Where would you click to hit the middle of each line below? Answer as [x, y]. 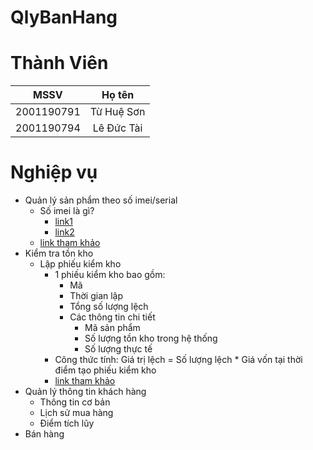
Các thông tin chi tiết [112, 317]
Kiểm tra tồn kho [59, 253]
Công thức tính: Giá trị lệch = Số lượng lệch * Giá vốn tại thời [178, 360]
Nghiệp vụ [54, 172]
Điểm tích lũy [67, 423]
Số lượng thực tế [118, 349]
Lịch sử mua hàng [76, 413]
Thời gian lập [96, 296]
